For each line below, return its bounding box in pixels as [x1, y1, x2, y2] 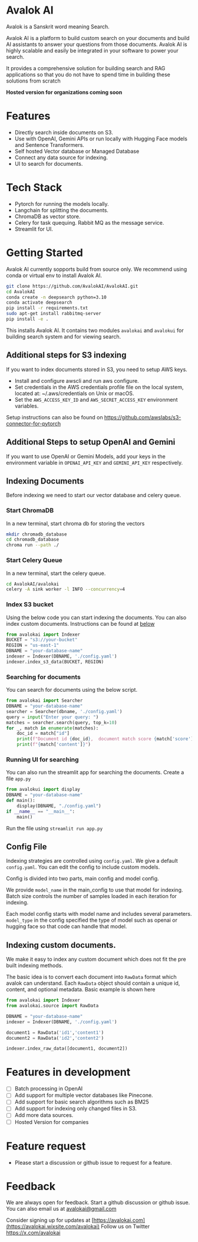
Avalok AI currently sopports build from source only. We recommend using [6, 265, 187, 272]
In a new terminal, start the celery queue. [6, 570, 106, 577]
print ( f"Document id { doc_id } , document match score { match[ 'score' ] [16, 736, 194, 742]
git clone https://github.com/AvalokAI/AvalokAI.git [6, 283, 138, 289]
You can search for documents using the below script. [6, 686, 137, 694]
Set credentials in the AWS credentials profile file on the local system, [14, 383, 184, 390]
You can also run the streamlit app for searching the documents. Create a [6, 769, 184, 776]
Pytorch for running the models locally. [14, 200, 109, 207]
